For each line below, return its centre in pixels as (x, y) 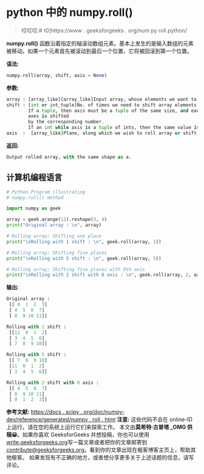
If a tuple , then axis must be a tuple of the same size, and (108, 111)
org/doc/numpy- (104, 412)
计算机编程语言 (34, 178)
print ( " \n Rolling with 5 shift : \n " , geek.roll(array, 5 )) (84, 258)
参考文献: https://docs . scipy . (44, 412)
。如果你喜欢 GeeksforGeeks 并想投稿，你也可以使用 (83, 434)
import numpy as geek (34, 208)
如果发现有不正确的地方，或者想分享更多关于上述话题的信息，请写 (111, 458)
